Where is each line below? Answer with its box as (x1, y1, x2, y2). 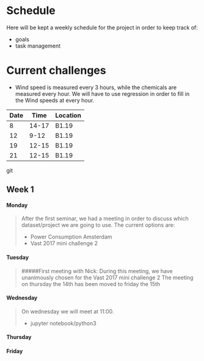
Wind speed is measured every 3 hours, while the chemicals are (15, 84, 177, 91)
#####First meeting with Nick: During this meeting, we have (21, 267, 173, 274)
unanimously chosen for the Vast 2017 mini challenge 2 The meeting (21, 274, 194, 281)
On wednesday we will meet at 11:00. (21, 307, 114, 315)
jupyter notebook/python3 (30, 320, 97, 327)
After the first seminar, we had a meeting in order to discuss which (21, 215, 189, 223)
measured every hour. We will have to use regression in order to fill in (15, 90, 190, 98)
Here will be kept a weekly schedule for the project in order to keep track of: (6, 24, 199, 31)
